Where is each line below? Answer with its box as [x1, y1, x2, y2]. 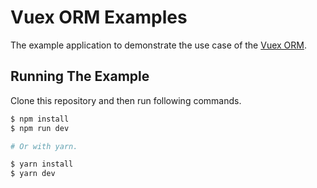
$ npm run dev [10, 123, 70, 133]
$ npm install [10, 114, 70, 124]
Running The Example [10, 68, 150, 85]
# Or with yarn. [10, 141, 78, 151]
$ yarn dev [10, 169, 56, 179]
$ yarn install [10, 159, 74, 170]
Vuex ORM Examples [10, 6, 188, 29]
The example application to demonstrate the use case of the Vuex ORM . [10, 39, 307, 51]
